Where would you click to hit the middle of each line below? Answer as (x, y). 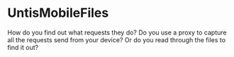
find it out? (23, 47)
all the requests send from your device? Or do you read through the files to (116, 39)
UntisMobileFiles (58, 13)
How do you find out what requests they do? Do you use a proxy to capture (117, 32)
